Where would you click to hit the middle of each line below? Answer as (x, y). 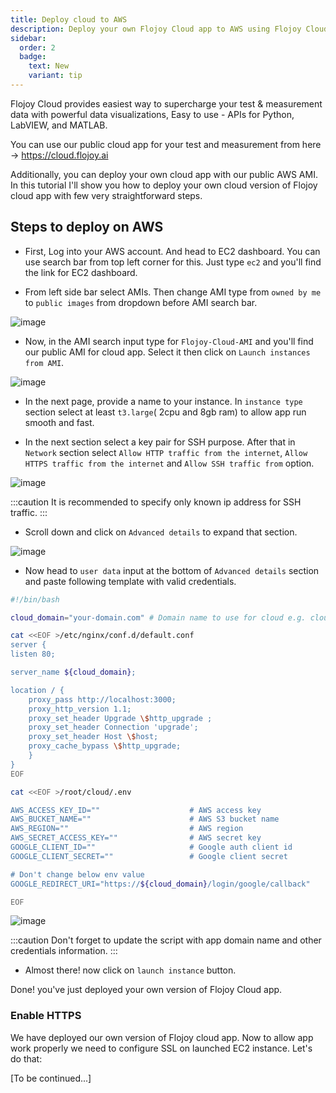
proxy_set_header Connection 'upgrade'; (113, 727)
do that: (26, 1058)
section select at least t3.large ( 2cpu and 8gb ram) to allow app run (165, 412)
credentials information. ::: (64, 951)
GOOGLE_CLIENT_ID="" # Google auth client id (151, 847)
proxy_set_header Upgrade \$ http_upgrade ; (120, 718)
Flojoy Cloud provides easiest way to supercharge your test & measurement (166, 103)
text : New (49, 66)
